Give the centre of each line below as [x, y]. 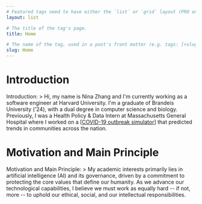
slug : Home [20, 50]
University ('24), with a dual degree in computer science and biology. [92, 109]
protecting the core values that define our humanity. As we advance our [95, 182]
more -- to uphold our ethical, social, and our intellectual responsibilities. [96, 194]
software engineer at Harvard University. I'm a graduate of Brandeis [90, 103]
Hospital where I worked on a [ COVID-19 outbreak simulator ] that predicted [99, 122]
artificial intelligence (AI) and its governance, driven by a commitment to [96, 175]
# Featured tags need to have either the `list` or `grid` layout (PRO [98, 12]
